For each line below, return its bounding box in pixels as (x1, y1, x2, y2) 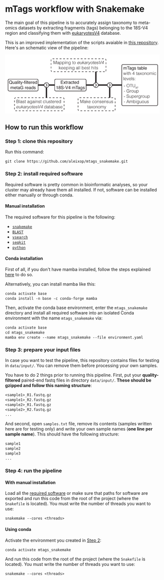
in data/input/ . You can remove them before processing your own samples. (5, 362, 158, 368)
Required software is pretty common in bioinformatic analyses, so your (5, 181, 148, 187)
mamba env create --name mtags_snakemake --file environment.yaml (5, 335, 143, 340)
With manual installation (5, 479, 56, 485)
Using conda (5, 526, 32, 532)
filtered (5, 377, 21, 383)
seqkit (12, 240, 26, 245)
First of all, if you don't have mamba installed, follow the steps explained (5, 266, 151, 272)
